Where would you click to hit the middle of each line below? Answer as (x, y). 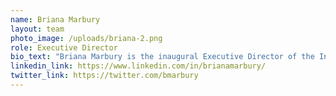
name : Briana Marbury (55, 19)
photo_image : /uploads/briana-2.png (86, 38)
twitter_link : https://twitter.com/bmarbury (104, 76)
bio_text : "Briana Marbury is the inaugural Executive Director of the (162, 57)
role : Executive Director (64, 47)
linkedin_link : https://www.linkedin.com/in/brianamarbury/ (138, 66)
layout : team (37, 29)
